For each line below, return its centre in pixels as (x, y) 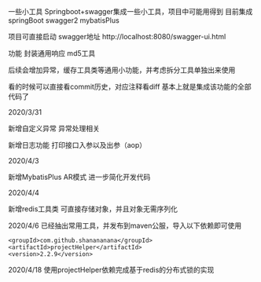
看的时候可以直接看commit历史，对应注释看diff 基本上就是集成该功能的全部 (130, 86)
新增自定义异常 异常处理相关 (54, 128)
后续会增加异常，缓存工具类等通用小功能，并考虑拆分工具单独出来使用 (122, 70)
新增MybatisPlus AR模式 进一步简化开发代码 (79, 177)
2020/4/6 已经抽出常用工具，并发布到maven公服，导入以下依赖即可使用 (125, 225)
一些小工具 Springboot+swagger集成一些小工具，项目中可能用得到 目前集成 (130, 11)
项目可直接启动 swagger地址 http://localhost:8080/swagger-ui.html (117, 37)
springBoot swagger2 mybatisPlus (64, 20)
